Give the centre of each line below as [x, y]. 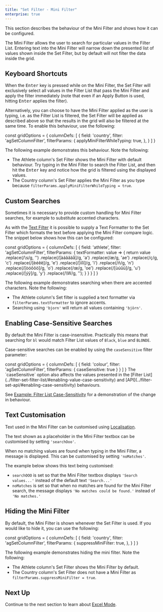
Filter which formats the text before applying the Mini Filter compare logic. [80, 233]
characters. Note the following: [36, 288]
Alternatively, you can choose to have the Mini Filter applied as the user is [79, 110]
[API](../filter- [139, 380]
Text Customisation [35, 415]
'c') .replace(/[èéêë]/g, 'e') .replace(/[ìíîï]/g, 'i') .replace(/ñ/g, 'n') [69, 263]
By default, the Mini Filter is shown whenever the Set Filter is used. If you [78, 523]
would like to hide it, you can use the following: [52, 528]
